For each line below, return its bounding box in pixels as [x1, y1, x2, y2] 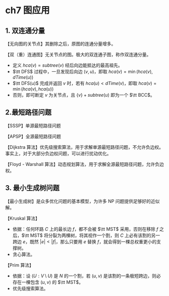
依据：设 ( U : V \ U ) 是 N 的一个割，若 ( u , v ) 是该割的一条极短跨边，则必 [12, 273, 161, 279]
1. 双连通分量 [5, 26, 45, 35]
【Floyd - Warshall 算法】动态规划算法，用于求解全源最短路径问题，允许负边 [5, 161, 164, 167]
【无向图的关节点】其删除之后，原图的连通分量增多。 [5, 41, 116, 47]
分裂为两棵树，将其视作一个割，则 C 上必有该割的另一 [48, 232, 160, 238]
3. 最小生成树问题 [5, 184, 60, 192]
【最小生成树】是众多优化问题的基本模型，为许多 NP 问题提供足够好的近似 [5, 198, 160, 204]
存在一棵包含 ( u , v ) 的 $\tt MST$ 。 [12, 279, 84, 285]
